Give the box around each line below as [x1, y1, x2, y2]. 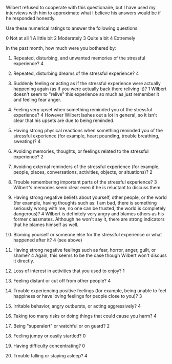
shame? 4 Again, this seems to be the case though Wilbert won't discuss [13, 252, 167, 258]
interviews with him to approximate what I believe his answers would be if [6, 10, 161, 16]
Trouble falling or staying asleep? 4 [13, 353, 88, 358]
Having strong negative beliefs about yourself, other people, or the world [13, 194, 167, 200]
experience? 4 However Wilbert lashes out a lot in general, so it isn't [13, 112, 157, 118]
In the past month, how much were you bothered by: [6, 45, 117, 51]
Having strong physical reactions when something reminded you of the [13, 128, 163, 133]
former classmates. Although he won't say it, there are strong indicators [13, 216, 165, 222]
